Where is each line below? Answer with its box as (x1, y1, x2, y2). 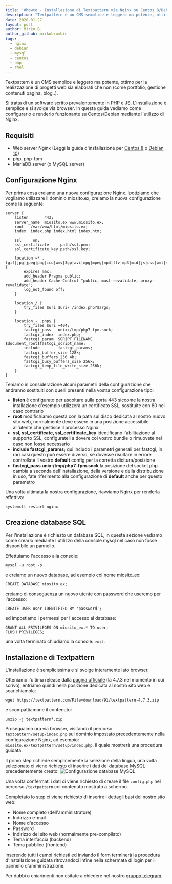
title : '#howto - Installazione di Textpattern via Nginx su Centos (5, 7, 155, 13)
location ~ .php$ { (14, 318, 56, 324)
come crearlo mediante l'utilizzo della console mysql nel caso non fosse (5, 537, 157, 543)
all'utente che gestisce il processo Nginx (12, 424, 99, 430)
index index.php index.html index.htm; (14, 228, 102, 234)
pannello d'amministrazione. (5, 863, 65, 869)
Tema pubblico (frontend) (12, 842, 67, 848)
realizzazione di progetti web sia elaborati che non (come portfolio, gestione (5, 84, 166, 90)
